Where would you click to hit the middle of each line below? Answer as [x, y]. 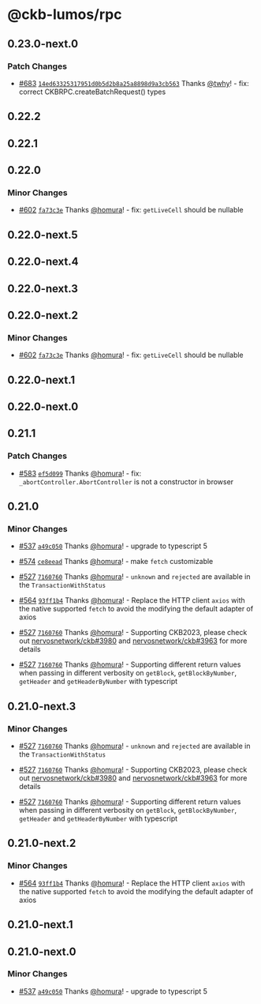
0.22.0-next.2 [43, 315]
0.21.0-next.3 [42, 706]
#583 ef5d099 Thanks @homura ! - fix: [80, 473]
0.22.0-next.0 [43, 406]
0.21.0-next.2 [42, 843]
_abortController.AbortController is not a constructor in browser [126, 481]
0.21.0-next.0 [42, 951]
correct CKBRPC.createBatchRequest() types [92, 92]
